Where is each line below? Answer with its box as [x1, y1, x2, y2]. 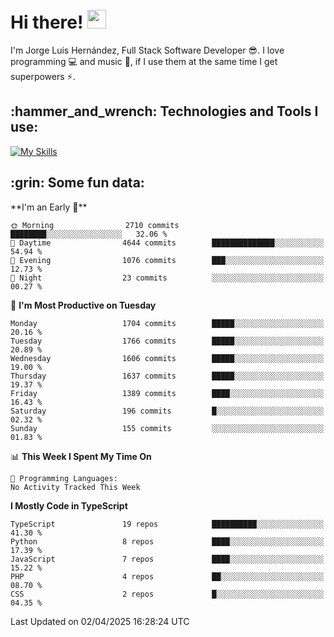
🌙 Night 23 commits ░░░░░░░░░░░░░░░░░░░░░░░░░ [10, 273, 325, 283]
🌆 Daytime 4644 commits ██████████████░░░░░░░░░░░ [10, 238, 325, 248]
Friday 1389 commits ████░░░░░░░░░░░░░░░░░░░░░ [10, 388, 325, 398]
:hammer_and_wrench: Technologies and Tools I [10, 103, 319, 120]
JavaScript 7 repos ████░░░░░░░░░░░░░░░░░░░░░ [10, 554, 325, 564]
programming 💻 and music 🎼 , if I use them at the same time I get [10, 55, 278, 67]
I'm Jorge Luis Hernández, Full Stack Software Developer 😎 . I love [10, 44, 285, 56]
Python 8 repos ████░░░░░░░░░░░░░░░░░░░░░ [10, 536, 325, 547]
